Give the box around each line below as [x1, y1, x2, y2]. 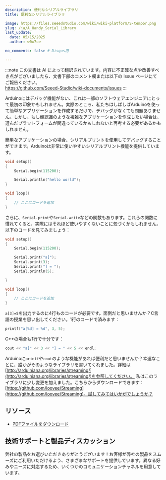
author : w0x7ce [9, 39, 41, 45]
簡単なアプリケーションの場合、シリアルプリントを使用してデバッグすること [5, 137, 162, 143]
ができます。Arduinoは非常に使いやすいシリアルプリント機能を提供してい [5, 143, 155, 149]
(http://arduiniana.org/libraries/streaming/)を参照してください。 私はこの [5, 373, 154, 379]
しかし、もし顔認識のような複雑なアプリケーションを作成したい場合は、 [13, 114, 162, 120]
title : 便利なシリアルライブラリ [5, 12, 65, 17]
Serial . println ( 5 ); [14, 269, 55, 274]
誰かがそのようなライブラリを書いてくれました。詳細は [18, 361, 131, 368]
